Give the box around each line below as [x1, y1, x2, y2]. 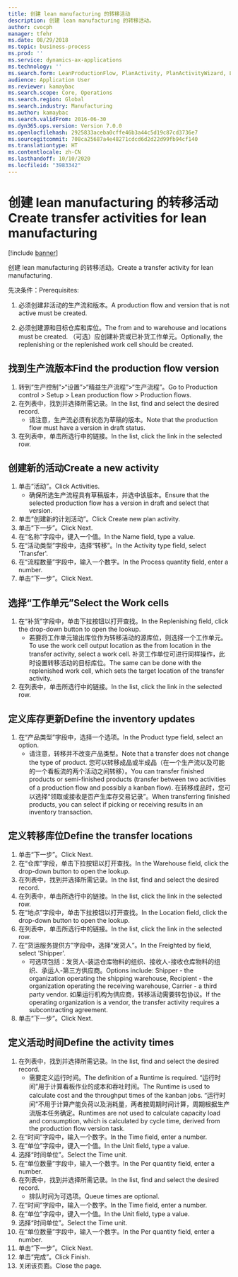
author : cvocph [8, 23, 53, 30]
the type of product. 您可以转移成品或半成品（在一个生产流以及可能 [28, 758, 225, 766]
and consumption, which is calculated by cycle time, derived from [28, 1116, 221, 1125]
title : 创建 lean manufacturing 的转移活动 [8, 10, 131, 18]
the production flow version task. [28, 1124, 126, 1133]
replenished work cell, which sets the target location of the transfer [28, 666, 225, 675]
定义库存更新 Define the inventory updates [8, 713, 196, 725]
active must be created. [18, 309, 88, 317]
